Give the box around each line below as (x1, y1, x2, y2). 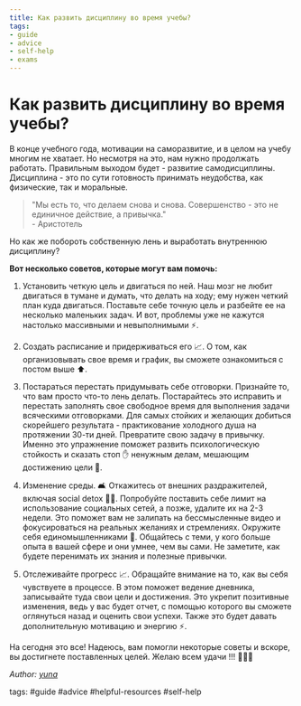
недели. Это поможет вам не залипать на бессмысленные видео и (22, 512, 281, 522)
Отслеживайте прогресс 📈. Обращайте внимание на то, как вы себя (22, 569, 288, 579)
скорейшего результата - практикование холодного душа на (22, 419, 257, 430)
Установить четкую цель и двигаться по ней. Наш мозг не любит (22, 280, 273, 291)
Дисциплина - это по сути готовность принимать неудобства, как (9, 172, 263, 183)
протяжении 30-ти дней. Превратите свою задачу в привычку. (22, 428, 266, 439)
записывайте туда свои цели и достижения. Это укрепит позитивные (22, 591, 290, 602)
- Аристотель (31, 218, 83, 229)
